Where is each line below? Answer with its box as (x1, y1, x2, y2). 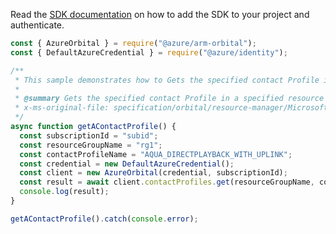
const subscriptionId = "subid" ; (19, 130, 159, 141)
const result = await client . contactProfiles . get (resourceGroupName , (19, 177, 315, 188)
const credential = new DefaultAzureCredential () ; (19, 159, 235, 169)
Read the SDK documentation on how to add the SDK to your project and (10, 9, 310, 20)
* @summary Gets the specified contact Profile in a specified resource (14, 94, 325, 104)
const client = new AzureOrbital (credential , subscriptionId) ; (19, 168, 288, 178)
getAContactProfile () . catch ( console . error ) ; (10, 214, 199, 224)
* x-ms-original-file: (14, 103, 110, 113)
